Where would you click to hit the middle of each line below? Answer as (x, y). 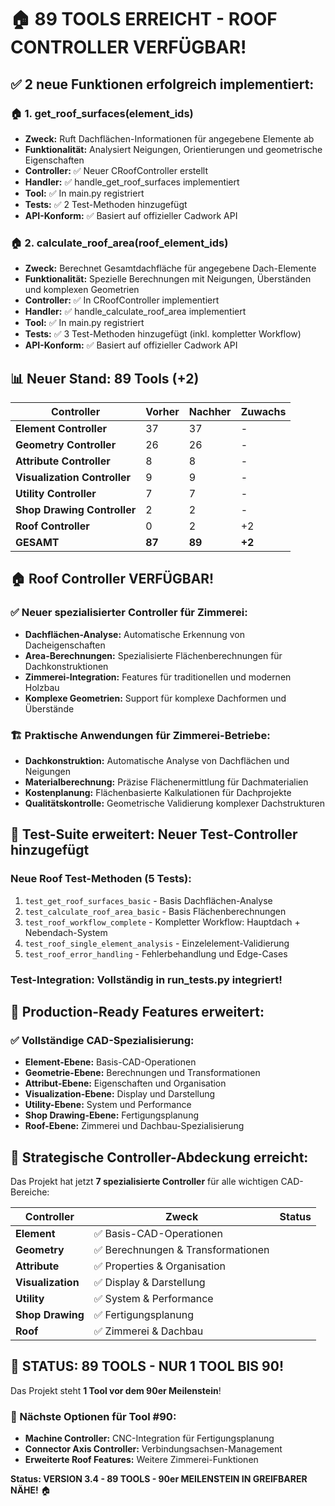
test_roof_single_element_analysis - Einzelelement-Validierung (157, 943)
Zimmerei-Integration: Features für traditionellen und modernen (158, 677)
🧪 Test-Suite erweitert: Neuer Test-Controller (154, 834)
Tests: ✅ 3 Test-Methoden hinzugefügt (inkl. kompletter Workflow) (163, 334)
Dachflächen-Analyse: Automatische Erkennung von (134, 634)
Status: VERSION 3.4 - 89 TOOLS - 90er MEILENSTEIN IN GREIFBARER (159, 1479)
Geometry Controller (66, 444)
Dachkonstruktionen (66, 666)
